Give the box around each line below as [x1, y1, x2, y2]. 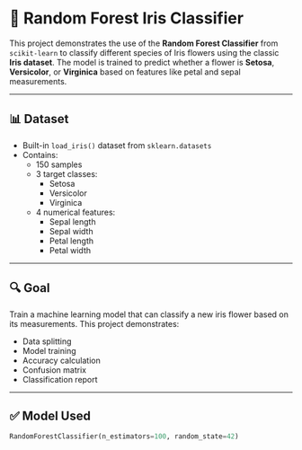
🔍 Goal [9, 280, 50, 296]
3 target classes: [35, 168, 98, 179]
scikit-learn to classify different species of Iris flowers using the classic [9, 47, 280, 57]
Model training [22, 345, 76, 356]
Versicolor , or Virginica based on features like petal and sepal [9, 66, 241, 77]
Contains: [22, 149, 58, 160]
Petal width [49, 244, 92, 255]
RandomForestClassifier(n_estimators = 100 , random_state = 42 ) [9, 432, 240, 441]
